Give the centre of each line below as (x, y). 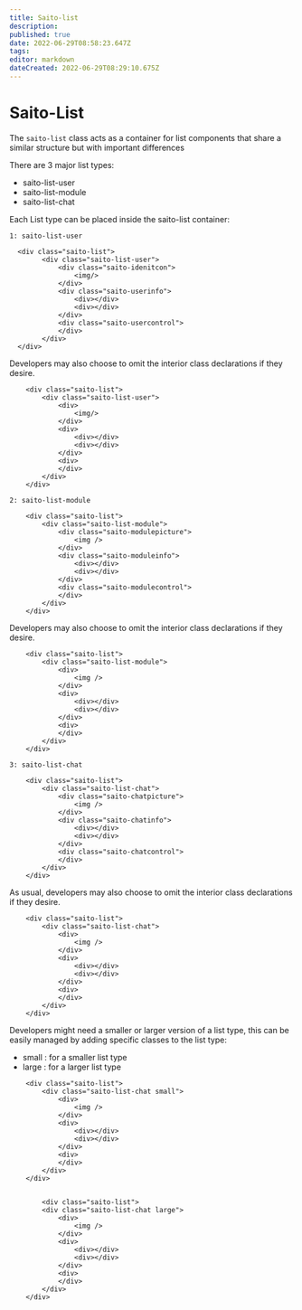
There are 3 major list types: (62, 165)
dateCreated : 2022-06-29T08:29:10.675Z (85, 69)
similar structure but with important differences (97, 147)
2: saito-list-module (50, 500)
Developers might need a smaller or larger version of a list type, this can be (149, 1030)
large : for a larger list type (72, 1067)
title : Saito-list (44, 18)
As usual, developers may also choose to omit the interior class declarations (151, 892)
